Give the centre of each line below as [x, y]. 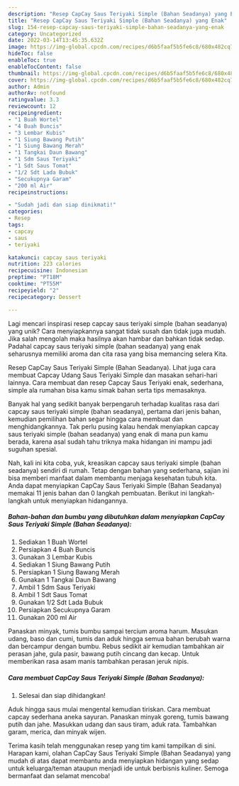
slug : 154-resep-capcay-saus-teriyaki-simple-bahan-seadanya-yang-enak [116, 27]
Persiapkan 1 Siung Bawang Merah [69, 572]
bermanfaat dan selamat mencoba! [59, 776]
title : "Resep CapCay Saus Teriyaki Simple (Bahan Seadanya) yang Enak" [118, 21]
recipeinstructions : [39, 192]
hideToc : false [30, 54]
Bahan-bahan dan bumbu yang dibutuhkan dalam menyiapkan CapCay [117, 517]
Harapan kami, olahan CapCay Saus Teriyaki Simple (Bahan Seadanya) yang [119, 753]
